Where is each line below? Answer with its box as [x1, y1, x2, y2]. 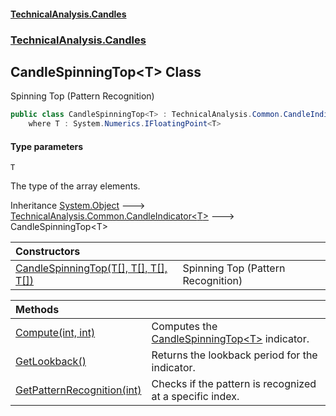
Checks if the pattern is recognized [151, 377, 317, 391]
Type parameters [10, 140, 84, 152]
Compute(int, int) [15, 326, 96, 340]
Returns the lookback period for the [151, 348, 318, 362]
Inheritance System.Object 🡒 [10, 200, 146, 212]
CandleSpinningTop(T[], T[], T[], [15, 261, 168, 275]
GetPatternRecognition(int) [15, 383, 142, 397]
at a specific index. [151, 390, 240, 404]
